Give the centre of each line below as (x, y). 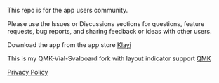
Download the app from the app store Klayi (69, 45)
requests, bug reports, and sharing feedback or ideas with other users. (109, 31)
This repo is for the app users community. (68, 10)
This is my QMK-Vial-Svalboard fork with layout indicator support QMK (109, 58)
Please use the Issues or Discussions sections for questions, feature (106, 24)
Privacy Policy (28, 72)
